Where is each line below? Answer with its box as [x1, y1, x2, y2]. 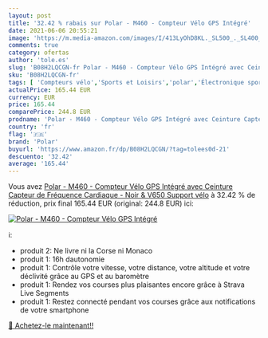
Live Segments [19, 289, 69, 298]
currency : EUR [8, 93, 56, 101]
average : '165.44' [8, 160, 69, 168]
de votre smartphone [19, 305, 89, 315]
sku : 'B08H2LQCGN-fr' [8, 71, 81, 79]
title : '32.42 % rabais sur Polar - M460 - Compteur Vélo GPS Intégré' [8, 19, 251, 27]
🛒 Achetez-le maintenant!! [8, 320, 94, 331]
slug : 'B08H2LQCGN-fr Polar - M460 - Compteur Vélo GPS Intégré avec [8, 64, 245, 72]
